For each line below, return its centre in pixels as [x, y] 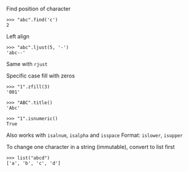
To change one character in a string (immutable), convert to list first [91, 147]
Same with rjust [27, 64]
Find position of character [38, 9]
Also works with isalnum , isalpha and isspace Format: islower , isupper [94, 135]
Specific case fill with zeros [41, 76]
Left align [18, 36]
